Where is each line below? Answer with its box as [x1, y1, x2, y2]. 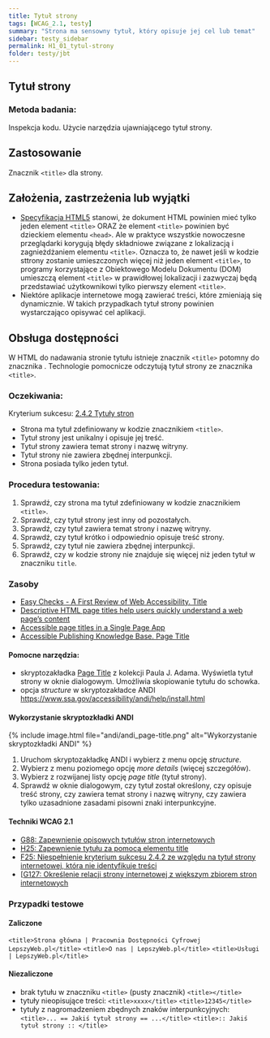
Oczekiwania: [8, 391, 63, 402]
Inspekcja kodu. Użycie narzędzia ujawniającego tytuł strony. [8, 123, 212, 132]
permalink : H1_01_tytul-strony [8, 42, 114, 50]
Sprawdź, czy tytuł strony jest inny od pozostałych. [19, 515, 191, 525]
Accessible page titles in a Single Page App [19, 623, 165, 633]
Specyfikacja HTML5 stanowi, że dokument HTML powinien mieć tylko [19, 213, 257, 223]
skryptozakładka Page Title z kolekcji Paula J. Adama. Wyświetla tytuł [19, 668, 254, 678]
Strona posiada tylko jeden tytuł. [19, 459, 129, 469]
